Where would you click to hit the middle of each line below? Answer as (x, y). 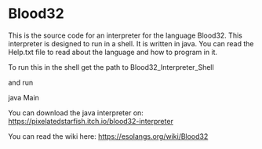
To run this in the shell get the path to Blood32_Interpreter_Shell (111, 67)
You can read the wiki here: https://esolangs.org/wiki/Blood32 (108, 136)
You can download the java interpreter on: (76, 113)
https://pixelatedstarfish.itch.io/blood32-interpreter (91, 121)
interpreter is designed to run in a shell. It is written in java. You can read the (131, 43)
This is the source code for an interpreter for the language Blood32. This (126, 35)
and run (21, 82)
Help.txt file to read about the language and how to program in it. (113, 52)
